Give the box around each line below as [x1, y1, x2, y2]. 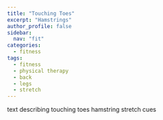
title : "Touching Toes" [7, 10, 75, 17]
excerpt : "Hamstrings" [7, 16, 72, 23]
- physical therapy [13, 67, 69, 74]
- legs [13, 80, 32, 87]
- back [13, 73, 32, 81]
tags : [7, 55, 23, 62]
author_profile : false [7, 23, 72, 29]
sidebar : [7, 29, 32, 36]
